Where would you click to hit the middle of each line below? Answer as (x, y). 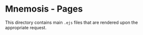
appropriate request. (26, 27)
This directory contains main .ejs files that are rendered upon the (71, 22)
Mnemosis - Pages (44, 9)
